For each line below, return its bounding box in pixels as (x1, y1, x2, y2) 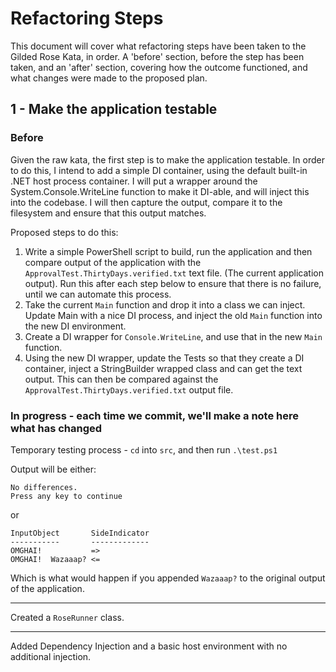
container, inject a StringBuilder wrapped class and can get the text (24, 362, 303, 374)
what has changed (10, 421, 103, 435)
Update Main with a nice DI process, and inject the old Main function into (24, 309, 323, 321)
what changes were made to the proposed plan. (10, 72, 208, 84)
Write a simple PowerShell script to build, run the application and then (24, 245, 313, 257)
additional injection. (10, 650, 92, 662)
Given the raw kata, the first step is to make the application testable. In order (10, 153, 325, 166)
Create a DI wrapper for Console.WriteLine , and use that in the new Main (24, 330, 323, 342)
